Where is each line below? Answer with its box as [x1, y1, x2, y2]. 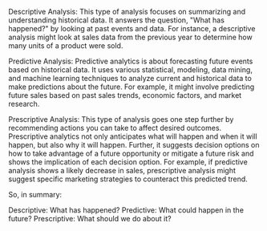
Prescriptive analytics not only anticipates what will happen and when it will [8, 132, 258, 141]
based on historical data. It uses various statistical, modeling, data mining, [8, 65, 253, 75]
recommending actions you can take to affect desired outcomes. [8, 124, 222, 132]
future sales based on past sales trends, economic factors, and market [8, 91, 242, 99]
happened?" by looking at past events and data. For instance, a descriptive [8, 24, 256, 33]
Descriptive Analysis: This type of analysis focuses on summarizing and [8, 7, 246, 16]
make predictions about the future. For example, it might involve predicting [8, 82, 255, 91]
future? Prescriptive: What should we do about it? [8, 214, 172, 223]
